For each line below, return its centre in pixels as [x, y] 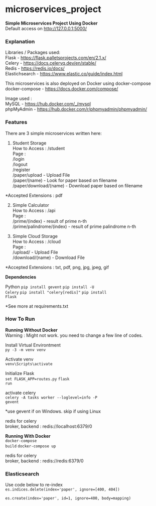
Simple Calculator [31, 205]
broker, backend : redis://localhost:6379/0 [49, 426]
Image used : [19, 98]
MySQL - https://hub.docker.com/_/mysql [48, 104]
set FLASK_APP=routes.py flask [37, 379]
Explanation [20, 41]
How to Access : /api [34, 210]
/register [21, 170]
